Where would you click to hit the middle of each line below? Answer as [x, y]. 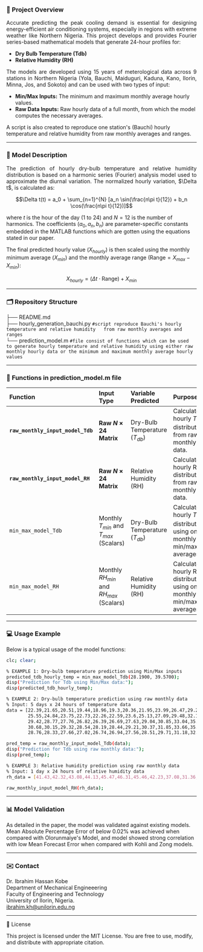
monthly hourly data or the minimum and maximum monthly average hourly [100, 352]
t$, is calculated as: [31, 187]
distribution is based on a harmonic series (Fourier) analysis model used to [101, 175]
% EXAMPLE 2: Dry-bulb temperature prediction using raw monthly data [97, 699]
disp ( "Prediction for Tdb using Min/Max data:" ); [70, 683]
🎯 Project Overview [35, 10]
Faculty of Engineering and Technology [55, 894]
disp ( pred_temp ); [28, 755]
